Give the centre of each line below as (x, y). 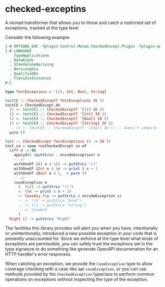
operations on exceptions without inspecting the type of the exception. (77, 279)
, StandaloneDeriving (32, 65)
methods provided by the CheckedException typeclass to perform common (80, 274)
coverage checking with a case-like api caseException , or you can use (76, 269)
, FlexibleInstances (30, 78)
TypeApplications (32, 55)
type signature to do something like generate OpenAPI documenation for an (82, 249)
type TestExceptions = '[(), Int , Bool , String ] (56, 92)
